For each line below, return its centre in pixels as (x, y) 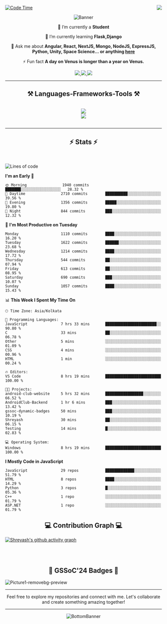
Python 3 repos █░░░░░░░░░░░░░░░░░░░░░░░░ (83, 488)
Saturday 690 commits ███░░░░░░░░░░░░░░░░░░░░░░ (83, 277)
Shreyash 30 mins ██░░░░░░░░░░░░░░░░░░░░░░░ (83, 420)
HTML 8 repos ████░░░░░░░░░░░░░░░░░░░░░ (83, 479)
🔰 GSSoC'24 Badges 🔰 (83, 571)
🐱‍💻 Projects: (19, 389)
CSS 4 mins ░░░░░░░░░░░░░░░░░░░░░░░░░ (83, 350)
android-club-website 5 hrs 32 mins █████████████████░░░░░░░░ (83, 394)
